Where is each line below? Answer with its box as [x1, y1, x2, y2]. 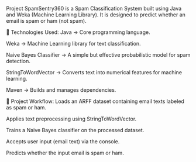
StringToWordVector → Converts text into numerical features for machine [6, 69, 183, 75]
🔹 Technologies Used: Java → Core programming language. [6, 29, 150, 36]
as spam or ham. [6, 104, 47, 111]
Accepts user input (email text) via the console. [6, 138, 120, 145]
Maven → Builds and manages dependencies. [6, 87, 116, 93]
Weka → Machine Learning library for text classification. [6, 40, 142, 47]
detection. [6, 58, 31, 64]
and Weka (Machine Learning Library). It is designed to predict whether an [6, 11, 186, 18]
